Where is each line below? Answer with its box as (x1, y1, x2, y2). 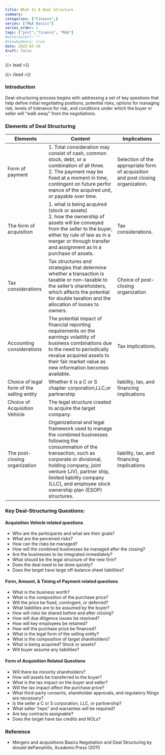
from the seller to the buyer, (48, 226, 113, 232)
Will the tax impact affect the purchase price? (12, 684, 105, 691)
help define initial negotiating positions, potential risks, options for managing (5, 100, 160, 106)
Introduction (5, 84, 35, 90)
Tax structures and (48, 258, 92, 265)
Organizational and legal (48, 419, 105, 426)
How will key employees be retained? (12, 620, 88, 627)
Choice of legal (7, 378, 43, 385)
